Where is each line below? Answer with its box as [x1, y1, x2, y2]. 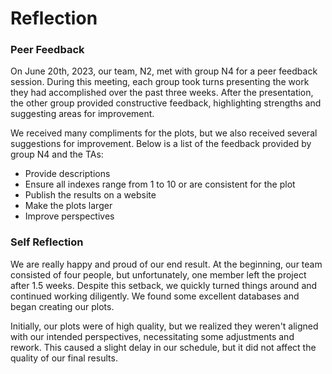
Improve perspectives [24, 210, 115, 222]
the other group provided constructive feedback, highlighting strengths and [10, 97, 322, 109]
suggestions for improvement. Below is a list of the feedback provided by [10, 138, 312, 150]
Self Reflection [10, 235, 84, 249]
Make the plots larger [24, 200, 113, 212]
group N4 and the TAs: [10, 148, 104, 161]
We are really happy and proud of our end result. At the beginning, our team [10, 258, 323, 270]
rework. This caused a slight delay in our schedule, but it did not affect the [10, 341, 317, 353]
